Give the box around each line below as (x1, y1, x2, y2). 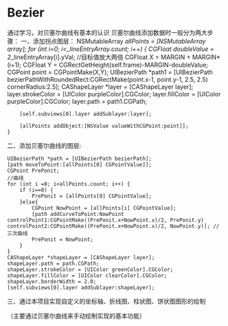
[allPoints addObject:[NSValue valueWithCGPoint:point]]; (19, 122, 189, 129)
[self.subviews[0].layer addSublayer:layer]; (19, 110, 152, 118)
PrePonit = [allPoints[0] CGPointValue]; (32, 193, 152, 199)
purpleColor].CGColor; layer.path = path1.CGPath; (7, 97, 148, 105)
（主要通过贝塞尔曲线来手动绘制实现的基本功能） (7, 312, 146, 320)
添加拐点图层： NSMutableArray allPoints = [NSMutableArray (32, 36, 206, 45)
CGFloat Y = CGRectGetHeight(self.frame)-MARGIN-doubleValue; (23, 61, 209, 69)
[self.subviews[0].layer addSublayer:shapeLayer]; (7, 284, 155, 291)
